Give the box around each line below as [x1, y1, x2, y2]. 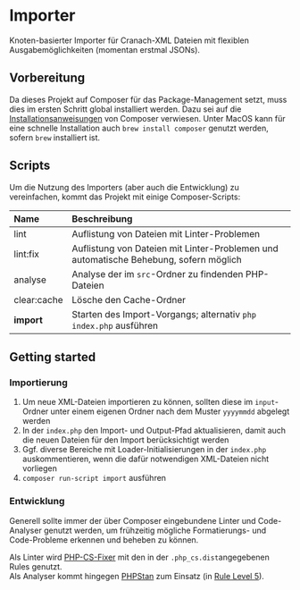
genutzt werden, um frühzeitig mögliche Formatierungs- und [43, 525, 266, 535]
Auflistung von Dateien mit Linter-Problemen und [71, 242, 279, 255]
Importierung [9, 376, 69, 389]
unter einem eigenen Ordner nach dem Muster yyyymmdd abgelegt [50, 406, 290, 417]
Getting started [9, 350, 96, 365]
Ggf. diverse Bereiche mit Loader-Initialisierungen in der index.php [21, 444, 267, 455]
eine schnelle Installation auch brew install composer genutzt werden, [9, 122, 270, 133]
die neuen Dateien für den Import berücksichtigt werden [21, 434, 229, 445]
